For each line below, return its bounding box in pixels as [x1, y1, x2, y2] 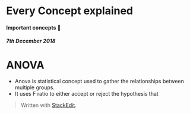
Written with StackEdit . [20, 102, 77, 109]
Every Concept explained [6, 4, 134, 18]
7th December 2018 [6, 37, 56, 45]
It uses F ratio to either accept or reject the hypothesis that [14, 90, 159, 97]
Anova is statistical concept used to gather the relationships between [14, 78, 184, 85]
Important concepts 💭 [6, 24, 61, 31]
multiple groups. [14, 84, 55, 91]
